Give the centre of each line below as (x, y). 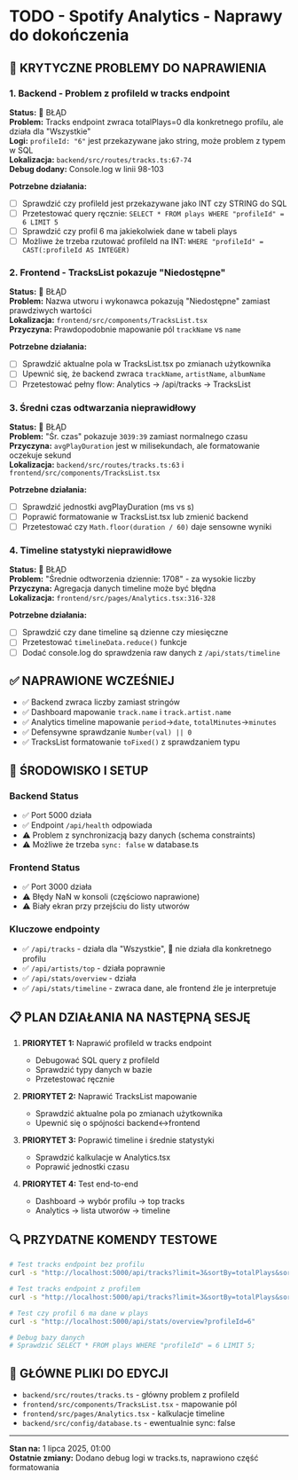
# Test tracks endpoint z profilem (75, 1289)
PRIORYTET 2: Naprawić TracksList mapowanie (110, 1097)
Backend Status (44, 796)
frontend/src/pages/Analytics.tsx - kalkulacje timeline (123, 1413)
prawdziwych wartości (51, 311)
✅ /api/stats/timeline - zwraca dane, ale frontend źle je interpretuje (149, 988)
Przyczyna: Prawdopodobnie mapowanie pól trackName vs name (125, 329)
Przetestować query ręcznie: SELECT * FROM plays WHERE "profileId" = (153, 213)
